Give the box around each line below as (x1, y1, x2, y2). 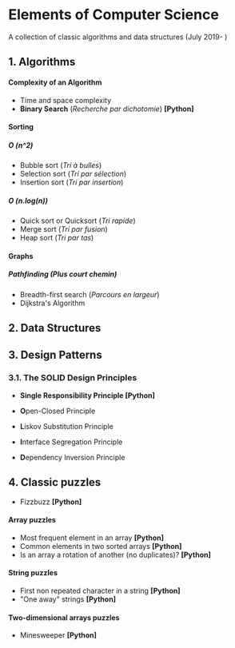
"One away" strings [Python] (19, 594, 117, 604)
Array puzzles (8, 515, 56, 525)
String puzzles (8, 568, 58, 578)
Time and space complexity (19, 95, 112, 105)
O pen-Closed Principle (19, 406, 96, 415)
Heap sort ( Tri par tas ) (19, 233, 94, 243)
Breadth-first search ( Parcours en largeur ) (19, 289, 160, 299)
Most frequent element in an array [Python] (19, 533, 165, 543)
